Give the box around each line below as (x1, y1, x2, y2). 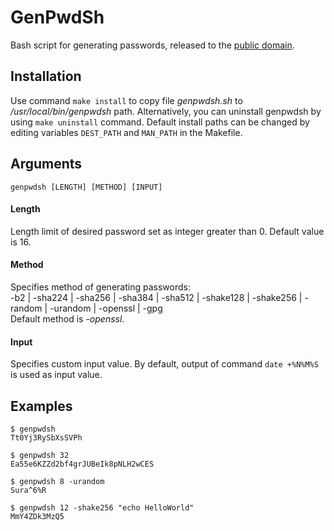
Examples (10, 397, 73, 415)
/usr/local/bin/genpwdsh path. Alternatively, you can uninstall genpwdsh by (10, 105, 322, 117)
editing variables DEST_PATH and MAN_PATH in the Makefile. (10, 126, 243, 138)
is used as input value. (10, 369, 103, 381)
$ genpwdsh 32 (10, 450, 70, 460)
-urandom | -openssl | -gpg (49, 302, 163, 314)
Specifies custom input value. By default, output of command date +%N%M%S (10, 358, 319, 370)
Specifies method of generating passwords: (10, 281, 191, 293)
